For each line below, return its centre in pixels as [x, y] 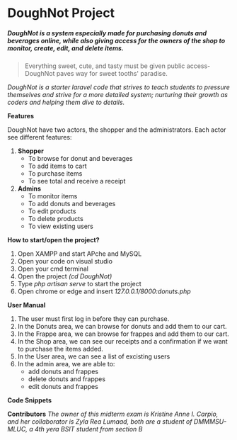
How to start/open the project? [54, 240]
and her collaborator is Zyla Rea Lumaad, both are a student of [100, 422]
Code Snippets [29, 400]
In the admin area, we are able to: [66, 364]
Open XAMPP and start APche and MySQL [80, 254]
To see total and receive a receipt [77, 181]
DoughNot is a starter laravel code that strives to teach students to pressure [118, 87]
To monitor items [53, 196]
